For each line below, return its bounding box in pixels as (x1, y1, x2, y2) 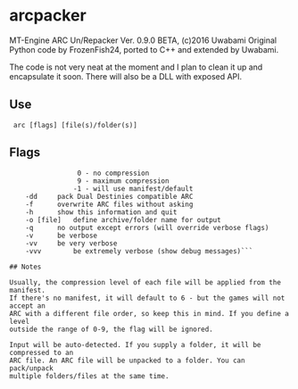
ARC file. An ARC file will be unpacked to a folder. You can (9, 356, 245, 365)
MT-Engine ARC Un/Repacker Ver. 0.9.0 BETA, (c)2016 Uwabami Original (9, 35, 277, 46)
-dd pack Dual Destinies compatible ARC (25, 192, 194, 201)
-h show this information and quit (25, 207, 178, 217)
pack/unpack (9, 363, 54, 373)
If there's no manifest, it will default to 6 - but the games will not (9, 294, 286, 302)
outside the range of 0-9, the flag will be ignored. (9, 325, 214, 334)
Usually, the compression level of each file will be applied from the (9, 277, 281, 286)
